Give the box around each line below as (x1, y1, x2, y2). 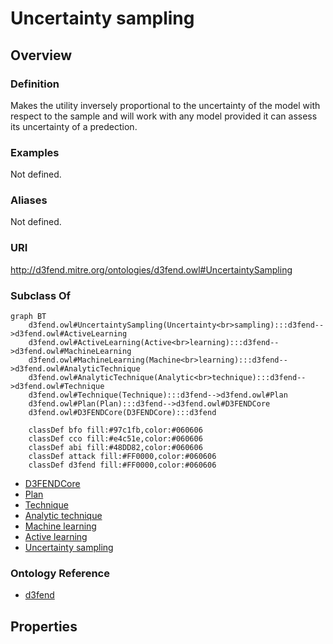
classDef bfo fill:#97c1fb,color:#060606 (28, 425, 203, 436)
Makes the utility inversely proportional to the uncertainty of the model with (10, 99, 321, 111)
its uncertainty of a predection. (10, 120, 138, 132)
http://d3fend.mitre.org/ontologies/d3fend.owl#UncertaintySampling (10, 263, 293, 276)
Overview (10, 47, 73, 64)
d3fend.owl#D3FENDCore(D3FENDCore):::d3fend (28, 408, 217, 418)
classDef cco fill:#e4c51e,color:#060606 (28, 434, 203, 444)
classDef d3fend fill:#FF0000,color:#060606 (28, 460, 217, 471)
